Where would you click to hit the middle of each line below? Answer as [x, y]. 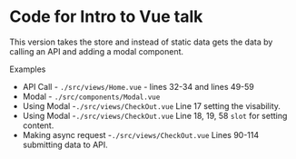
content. [38, 125]
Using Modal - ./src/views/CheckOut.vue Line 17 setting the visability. [152, 105]
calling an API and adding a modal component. [97, 51]
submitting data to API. [65, 144]
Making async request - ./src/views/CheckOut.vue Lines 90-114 [141, 134]
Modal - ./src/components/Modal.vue [91, 96]
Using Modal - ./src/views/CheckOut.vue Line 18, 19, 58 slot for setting [155, 115]
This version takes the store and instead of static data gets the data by [141, 42]
